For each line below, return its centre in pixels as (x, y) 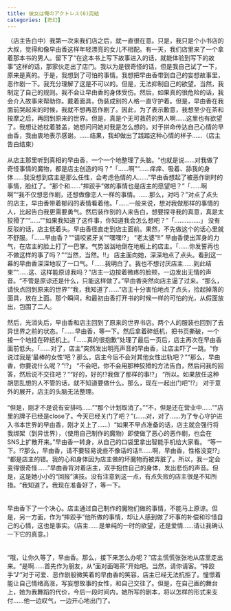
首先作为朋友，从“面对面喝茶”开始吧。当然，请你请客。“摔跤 (130, 565)
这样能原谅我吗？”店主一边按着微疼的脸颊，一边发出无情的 (123, 272)
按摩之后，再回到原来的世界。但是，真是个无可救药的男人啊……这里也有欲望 (115, 118)
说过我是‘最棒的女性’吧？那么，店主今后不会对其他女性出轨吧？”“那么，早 (111, 357)
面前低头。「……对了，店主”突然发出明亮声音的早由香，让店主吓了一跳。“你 (113, 348)
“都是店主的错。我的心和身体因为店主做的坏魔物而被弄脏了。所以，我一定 (111, 459)
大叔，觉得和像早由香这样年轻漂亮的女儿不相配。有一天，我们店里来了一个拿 (115, 49)
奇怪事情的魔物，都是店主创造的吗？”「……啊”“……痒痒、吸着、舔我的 (106, 168)
